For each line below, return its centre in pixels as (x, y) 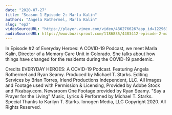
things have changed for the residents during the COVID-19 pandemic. (80, 59)
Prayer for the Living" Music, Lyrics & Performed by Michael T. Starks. (79, 96)
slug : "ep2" (18, 24)
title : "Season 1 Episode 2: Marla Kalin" (51, 15)
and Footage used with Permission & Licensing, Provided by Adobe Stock (83, 85)
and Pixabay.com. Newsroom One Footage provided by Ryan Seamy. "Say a (85, 91)
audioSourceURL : (23, 34)
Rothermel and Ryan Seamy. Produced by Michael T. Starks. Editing (77, 74)
